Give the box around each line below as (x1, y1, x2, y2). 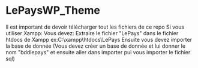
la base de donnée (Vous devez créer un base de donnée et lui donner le (5, 42, 186, 50)
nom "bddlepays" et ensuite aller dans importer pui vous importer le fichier (5, 48, 191, 55)
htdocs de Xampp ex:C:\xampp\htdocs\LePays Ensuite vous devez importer (5, 36, 193, 43)
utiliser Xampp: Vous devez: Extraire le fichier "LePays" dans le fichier (5, 29, 179, 36)
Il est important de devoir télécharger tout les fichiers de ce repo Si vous (5, 23, 184, 30)
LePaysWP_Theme (5, 4, 100, 17)
